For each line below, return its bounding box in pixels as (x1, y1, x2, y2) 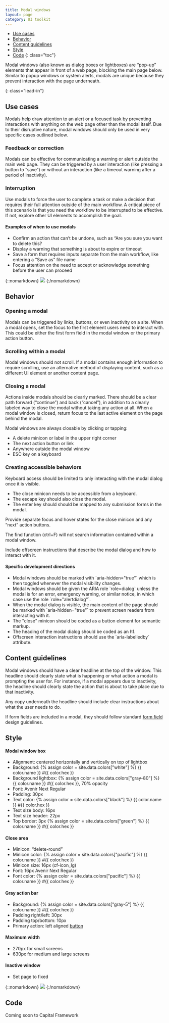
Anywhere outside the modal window (12, 446, 90, 452)
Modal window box (5, 748, 46, 754)
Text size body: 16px (12, 807, 55, 813)
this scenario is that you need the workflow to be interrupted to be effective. (5, 207, 163, 213)
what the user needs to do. (5, 704, 62, 710)
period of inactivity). (5, 172, 47, 178)
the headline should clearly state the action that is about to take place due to (5, 683, 164, 690)
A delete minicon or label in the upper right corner (12, 435, 117, 441)
